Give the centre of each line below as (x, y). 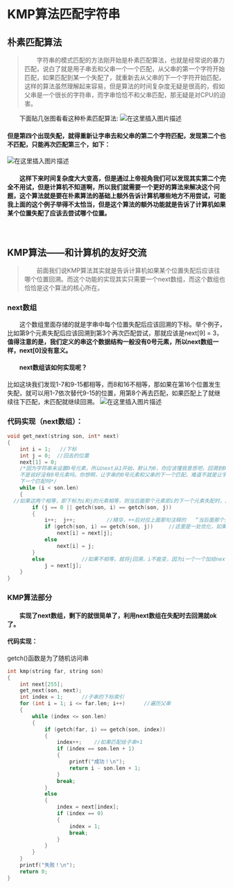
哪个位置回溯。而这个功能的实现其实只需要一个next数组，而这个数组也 (124, 280)
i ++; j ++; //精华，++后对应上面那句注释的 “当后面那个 (134, 520)
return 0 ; (34, 871)
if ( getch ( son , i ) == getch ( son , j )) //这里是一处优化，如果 (135, 527)
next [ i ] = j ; (76, 546)
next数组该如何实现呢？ (54, 368)
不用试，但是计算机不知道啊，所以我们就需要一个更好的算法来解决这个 (113, 187)
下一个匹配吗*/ (38, 482)
